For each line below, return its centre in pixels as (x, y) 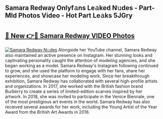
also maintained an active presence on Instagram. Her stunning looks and (79, 55)
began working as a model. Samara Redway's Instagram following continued (82, 66)
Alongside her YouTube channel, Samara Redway (108, 50)
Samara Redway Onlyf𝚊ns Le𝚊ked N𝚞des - (71, 8)
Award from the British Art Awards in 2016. (47, 112)
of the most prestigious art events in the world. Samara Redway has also (78, 102)
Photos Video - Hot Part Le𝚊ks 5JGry (75, 16)
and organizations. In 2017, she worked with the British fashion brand (74, 86)
